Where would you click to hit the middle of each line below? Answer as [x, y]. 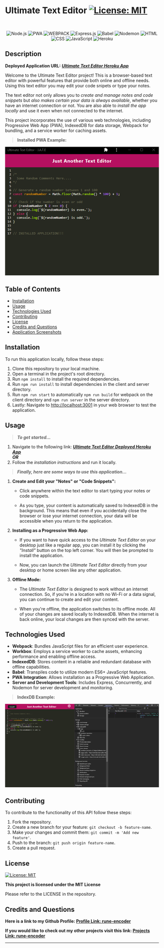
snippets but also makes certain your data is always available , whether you [81, 100]
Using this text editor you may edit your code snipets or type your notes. [78, 85]
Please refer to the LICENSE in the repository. [51, 894]
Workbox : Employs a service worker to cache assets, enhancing [77, 652]
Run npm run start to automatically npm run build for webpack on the [82, 394]
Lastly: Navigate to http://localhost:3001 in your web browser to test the [84, 405]
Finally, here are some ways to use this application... [72, 472]
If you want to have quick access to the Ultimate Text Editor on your [88, 540]
